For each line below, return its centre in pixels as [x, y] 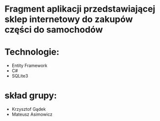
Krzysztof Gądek [29, 109]
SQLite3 [20, 76]
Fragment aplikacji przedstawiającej [80, 9]
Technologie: [32, 52]
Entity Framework [29, 66]
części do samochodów [54, 30]
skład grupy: [31, 96]
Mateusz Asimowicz [32, 114]
